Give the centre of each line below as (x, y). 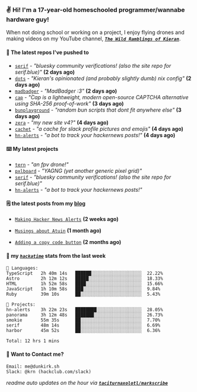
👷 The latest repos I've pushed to (47, 52)
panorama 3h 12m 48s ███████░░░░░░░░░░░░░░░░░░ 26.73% (85, 315)
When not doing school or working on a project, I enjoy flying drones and (96, 33)
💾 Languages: (22, 268)
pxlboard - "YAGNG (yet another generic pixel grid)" (78, 170)
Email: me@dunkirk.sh (33, 367)
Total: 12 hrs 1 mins (33, 341)
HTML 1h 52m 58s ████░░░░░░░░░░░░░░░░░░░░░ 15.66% (85, 284)
